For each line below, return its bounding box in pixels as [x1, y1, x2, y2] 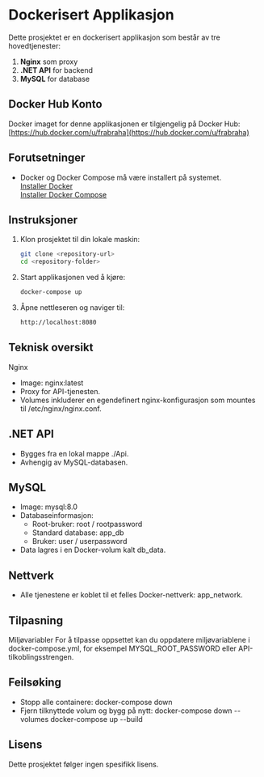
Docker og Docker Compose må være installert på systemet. [19, 172, 222, 182]
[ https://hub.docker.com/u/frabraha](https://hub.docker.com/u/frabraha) [8, 127, 250, 137]
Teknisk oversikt [8, 341, 94, 355]
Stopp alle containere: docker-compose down [19, 697, 173, 707]
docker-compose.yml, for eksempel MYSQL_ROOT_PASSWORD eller [8, 643, 237, 653]
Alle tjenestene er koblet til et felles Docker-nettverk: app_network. [19, 590, 244, 600]
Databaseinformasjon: [19, 511, 94, 520]
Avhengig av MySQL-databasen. [19, 457, 128, 467]
